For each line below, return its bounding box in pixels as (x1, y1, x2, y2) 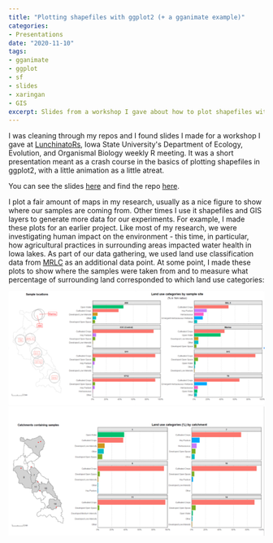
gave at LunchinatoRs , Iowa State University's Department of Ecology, (8, 139, 244, 150)
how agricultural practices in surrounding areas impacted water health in (8, 240, 252, 250)
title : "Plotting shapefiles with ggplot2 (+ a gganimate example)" (8, 13, 245, 21)
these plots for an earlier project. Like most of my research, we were (8, 223, 237, 233)
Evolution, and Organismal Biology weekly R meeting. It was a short (8, 148, 234, 158)
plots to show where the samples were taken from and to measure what (8, 266, 249, 276)
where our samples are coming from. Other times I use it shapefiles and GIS (8, 206, 262, 216)
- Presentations (8, 30, 63, 38)
